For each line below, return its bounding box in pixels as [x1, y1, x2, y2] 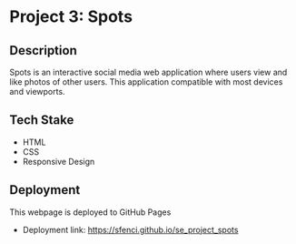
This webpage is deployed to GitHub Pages [9, 207, 172, 218]
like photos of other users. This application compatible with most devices [9, 76, 283, 87]
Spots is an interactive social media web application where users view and [9, 66, 288, 77]
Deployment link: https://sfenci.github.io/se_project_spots [22, 224, 239, 235]
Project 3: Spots [9, 6, 133, 27]
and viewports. [9, 86, 65, 97]
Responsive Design [22, 156, 95, 167]
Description [9, 43, 77, 58]
